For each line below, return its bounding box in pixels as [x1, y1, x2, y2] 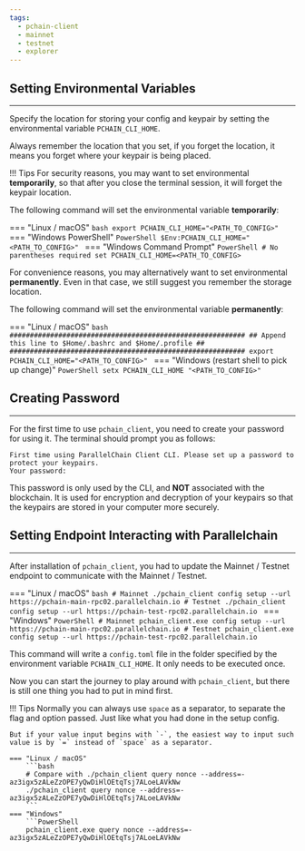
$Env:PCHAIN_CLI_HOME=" [160, 233, 251, 242]
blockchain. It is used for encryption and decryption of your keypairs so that [9, 492, 293, 503]
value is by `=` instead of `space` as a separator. [9, 738, 213, 747]
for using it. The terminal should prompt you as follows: [9, 433, 216, 444]
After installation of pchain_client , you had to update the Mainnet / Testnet [9, 560, 290, 572]
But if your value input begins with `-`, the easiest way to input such [9, 729, 295, 739]
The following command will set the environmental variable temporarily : [9, 204, 280, 215]
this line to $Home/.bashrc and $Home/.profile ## [9, 338, 205, 347]
